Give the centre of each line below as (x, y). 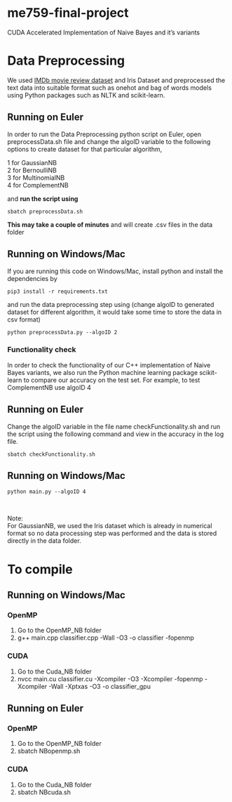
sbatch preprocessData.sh (45, 211)
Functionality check (42, 350)
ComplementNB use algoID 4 (49, 387)
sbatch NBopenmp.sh (49, 751)
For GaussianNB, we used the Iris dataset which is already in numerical (110, 526)
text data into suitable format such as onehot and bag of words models (110, 87)
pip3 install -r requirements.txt (58, 291)
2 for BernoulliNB (32, 170)
